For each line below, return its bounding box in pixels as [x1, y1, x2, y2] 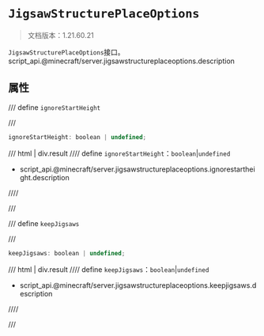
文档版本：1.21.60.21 [27, 30, 94, 40]
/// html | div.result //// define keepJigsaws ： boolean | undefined [8, 264, 209, 274]
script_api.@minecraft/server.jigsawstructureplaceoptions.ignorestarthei [19, 164, 255, 174]
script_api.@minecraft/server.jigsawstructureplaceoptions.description [8, 56, 236, 66]
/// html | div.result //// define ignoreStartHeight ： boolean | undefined [8, 149, 231, 158]
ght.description [19, 172, 70, 182]
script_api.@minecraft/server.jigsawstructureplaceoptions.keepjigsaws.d [19, 280, 257, 290]
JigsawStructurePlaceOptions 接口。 [8, 47, 125, 57]
